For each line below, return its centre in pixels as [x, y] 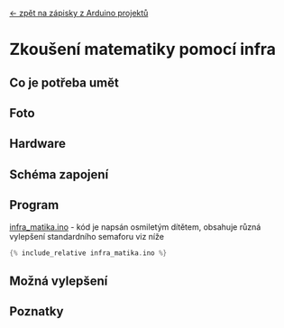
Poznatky [37, 311]
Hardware [37, 144]
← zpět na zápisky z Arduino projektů [79, 13]
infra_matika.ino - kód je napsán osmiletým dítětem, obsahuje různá [135, 227]
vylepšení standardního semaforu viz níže [87, 236]
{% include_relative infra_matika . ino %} [88, 253]
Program [34, 205]
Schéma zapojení [59, 174]
